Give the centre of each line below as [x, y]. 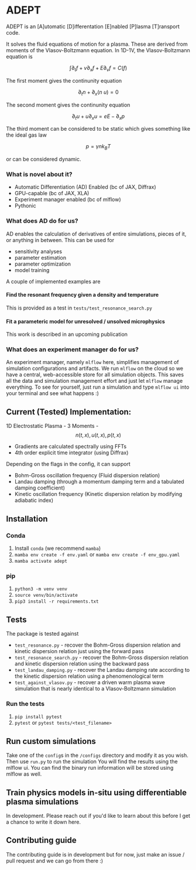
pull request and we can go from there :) [55, 861]
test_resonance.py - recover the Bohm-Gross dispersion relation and [97, 645]
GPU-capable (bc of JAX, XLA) [52, 193]
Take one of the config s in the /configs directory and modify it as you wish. [97, 755]
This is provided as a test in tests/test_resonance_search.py [79, 308]
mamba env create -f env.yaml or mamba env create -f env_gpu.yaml [97, 554]
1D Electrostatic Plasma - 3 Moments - [52, 426]
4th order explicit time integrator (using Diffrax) [71, 453]
